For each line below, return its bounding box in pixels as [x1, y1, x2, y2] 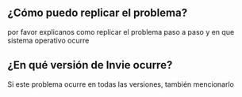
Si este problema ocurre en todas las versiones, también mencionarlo [7, 79, 235, 89]
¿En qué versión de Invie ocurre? [7, 58, 173, 72]
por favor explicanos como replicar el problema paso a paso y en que [7, 27, 235, 36]
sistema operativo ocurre [7, 35, 90, 45]
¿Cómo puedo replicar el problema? [7, 6, 188, 20]
